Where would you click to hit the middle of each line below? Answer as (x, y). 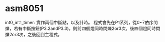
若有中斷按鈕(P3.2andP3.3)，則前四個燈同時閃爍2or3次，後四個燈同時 (85, 28)
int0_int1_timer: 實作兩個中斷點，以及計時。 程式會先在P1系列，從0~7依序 (79, 22)
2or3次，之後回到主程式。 (36, 34)
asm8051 (24, 8)
